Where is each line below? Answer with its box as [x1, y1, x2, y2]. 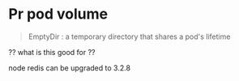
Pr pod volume [8, 5, 108, 23]
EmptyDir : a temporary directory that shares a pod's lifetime [28, 32, 231, 41]
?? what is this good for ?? [8, 47, 96, 57]
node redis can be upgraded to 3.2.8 [8, 62, 131, 73]
